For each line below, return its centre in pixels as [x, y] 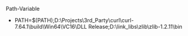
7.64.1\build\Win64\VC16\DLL [51, 27]
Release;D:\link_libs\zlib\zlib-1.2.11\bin [136, 27]
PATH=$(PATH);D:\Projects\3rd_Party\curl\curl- [74, 20]
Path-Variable [23, 9]
